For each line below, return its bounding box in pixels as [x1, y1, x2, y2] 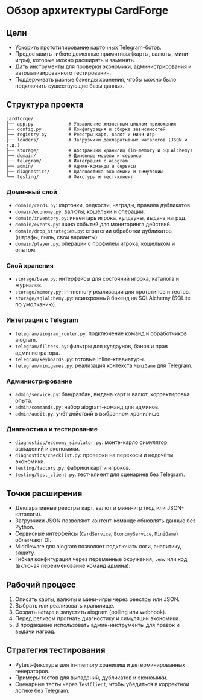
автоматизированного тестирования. [14, 69, 112, 76]
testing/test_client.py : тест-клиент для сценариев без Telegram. [14, 470, 185, 478]
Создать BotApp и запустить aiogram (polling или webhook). [14, 608, 167, 615]
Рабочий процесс [6, 579, 77, 589]
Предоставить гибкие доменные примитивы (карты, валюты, [14, 50, 174, 57]
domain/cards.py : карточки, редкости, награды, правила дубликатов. [14, 202, 192, 209]
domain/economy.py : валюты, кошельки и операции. [14, 208, 145, 215]
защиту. [14, 549, 36, 556]
